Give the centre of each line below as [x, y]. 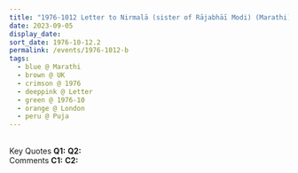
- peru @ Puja [43, 116]
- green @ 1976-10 [51, 100]
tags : [19, 59]
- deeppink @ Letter [55, 91]
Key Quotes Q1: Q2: [45, 151]
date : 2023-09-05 [41, 26]
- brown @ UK [41, 75]
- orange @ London [51, 108]
